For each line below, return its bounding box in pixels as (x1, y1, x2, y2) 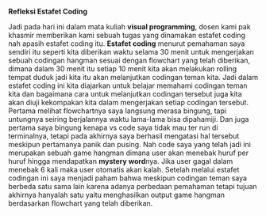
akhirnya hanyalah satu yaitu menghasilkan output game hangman (8, 190, 225, 199)
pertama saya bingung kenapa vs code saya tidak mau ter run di (8, 123, 218, 132)
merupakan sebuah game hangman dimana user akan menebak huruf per (8, 148, 249, 157)
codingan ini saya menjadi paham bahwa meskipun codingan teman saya (8, 173, 248, 183)
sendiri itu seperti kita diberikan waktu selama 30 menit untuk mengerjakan (8, 47, 254, 56)
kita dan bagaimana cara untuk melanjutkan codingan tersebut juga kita (8, 89, 242, 98)
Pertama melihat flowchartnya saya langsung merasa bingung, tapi (8, 106, 227, 116)
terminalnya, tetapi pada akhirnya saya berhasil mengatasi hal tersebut (8, 131, 240, 141)
